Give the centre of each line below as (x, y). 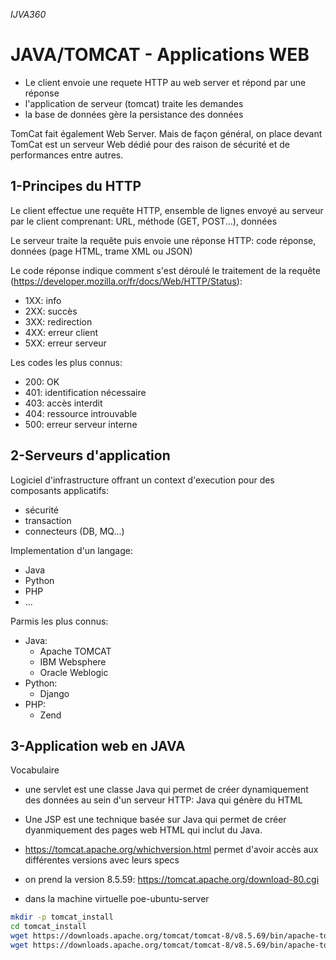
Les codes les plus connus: (66, 362)
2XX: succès (51, 311)
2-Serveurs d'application (90, 455)
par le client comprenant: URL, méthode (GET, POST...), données (144, 221)
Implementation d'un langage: (71, 550)
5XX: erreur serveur (65, 343)
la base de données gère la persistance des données (134, 114)
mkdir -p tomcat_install (62, 917)
